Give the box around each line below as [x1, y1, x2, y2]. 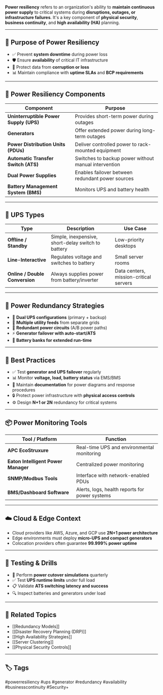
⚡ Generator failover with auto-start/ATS [12, 330, 96, 336]
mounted [75, 147, 96, 154]
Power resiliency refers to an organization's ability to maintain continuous [5, 4, 155, 10]
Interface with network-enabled [76, 472, 149, 478]
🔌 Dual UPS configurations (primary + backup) [12, 315, 107, 320]
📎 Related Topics [5, 611, 57, 619]
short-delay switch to [50, 239, 100, 246]
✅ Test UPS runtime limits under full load [12, 577, 95, 583]
